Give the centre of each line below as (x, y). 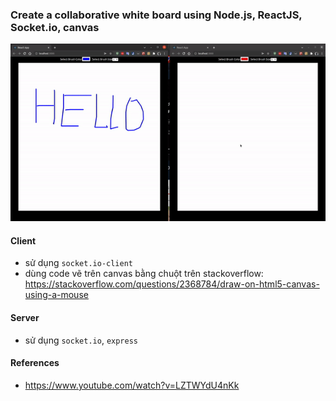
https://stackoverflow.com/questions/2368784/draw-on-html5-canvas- (172, 284)
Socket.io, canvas (55, 27)
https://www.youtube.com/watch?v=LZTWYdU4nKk (132, 385)
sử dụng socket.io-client (78, 263)
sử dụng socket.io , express (81, 340)
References (35, 363)
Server (25, 317)
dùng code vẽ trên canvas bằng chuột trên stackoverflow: (144, 274)
